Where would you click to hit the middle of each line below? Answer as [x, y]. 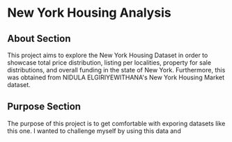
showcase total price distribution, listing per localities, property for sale [109, 63]
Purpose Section [44, 107]
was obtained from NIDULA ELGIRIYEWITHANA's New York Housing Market [116, 77]
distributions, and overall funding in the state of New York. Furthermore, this [116, 70]
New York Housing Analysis [90, 13]
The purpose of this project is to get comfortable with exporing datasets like [116, 123]
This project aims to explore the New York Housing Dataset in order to [108, 55]
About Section [39, 39]
